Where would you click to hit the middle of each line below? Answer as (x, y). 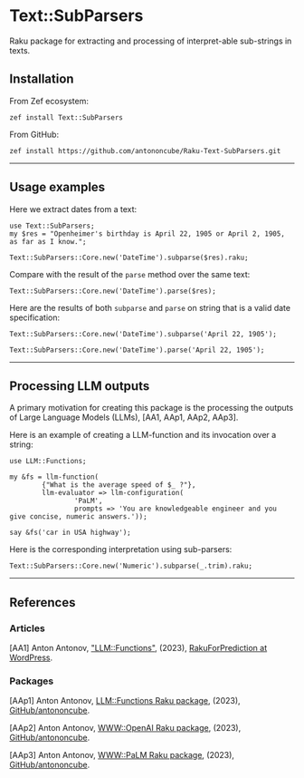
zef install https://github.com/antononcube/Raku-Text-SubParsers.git (145, 151)
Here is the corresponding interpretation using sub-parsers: (121, 549)
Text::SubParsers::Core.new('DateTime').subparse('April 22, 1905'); (143, 334)
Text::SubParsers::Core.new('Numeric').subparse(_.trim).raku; (131, 566)
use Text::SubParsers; (52, 226)
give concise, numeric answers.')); (78, 517)
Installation (42, 79)
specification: (35, 317)
